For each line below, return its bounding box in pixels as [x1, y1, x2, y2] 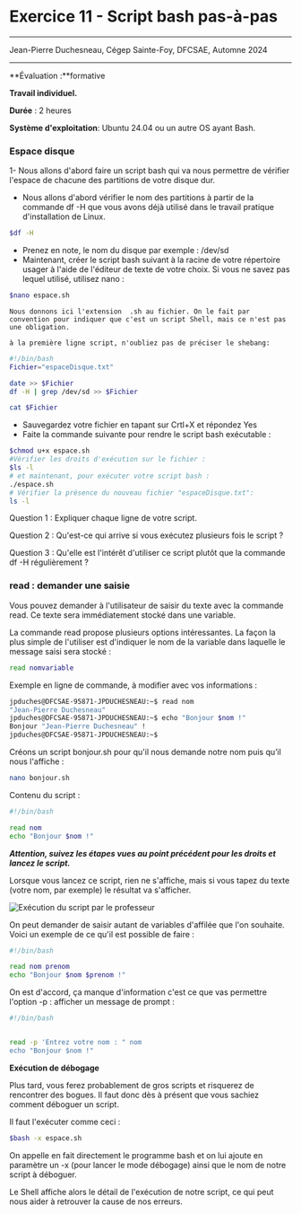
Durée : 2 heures [9, 105, 72, 116]
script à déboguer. [9, 1169, 78, 1180]
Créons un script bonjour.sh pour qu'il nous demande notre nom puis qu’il [9, 747, 282, 758]
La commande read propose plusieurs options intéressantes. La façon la [9, 627, 276, 638]
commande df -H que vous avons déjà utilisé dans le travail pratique [21, 202, 275, 213]
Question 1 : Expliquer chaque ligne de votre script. [9, 513, 197, 523]
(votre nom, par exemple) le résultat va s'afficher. [9, 884, 192, 895]
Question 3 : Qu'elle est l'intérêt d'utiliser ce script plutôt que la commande [9, 548, 286, 559]
